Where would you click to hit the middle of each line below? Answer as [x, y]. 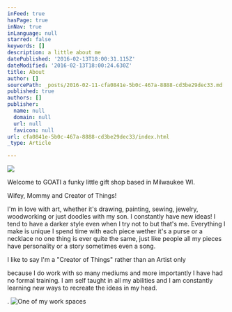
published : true [31, 91]
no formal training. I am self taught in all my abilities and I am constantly [110, 281]
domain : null [32, 117]
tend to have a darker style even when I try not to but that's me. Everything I [116, 224]
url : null [28, 124]
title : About [26, 72]
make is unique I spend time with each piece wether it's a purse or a [105, 231]
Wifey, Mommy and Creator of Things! [62, 196]
